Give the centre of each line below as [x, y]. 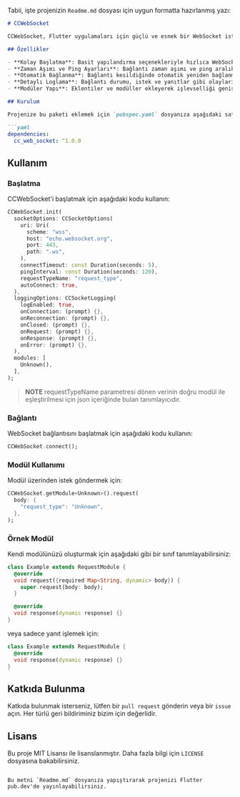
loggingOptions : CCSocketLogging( [65, 298]
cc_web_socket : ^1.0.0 [47, 141]
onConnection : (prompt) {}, [62, 312]
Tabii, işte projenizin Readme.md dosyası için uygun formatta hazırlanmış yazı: [119, 10]
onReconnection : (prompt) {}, [65, 318]
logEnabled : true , [47, 305]
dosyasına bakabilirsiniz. [44, 761]
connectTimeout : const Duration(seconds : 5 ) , [89, 265]
